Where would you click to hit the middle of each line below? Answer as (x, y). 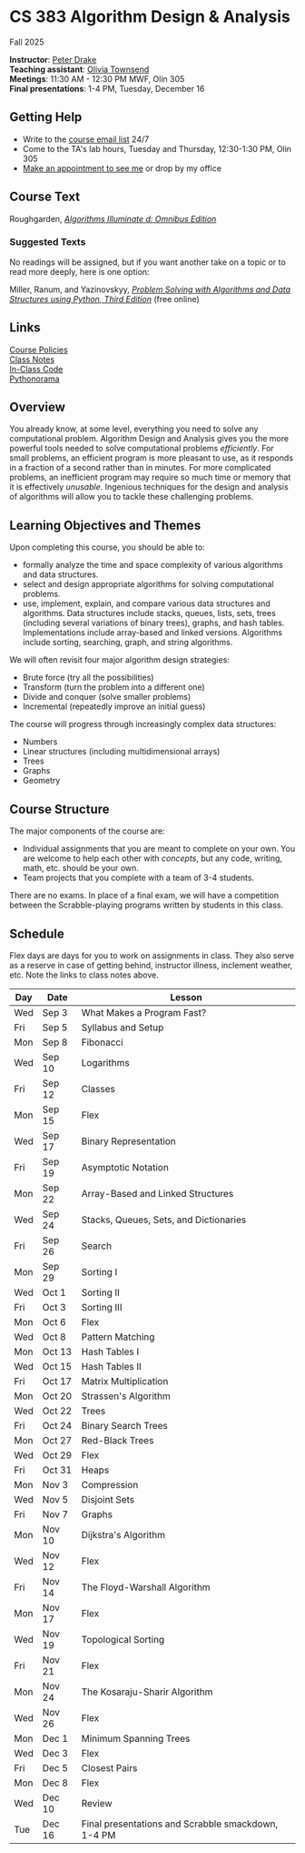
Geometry (41, 781)
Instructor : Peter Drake (53, 59)
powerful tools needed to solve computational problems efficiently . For (142, 449)
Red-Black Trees (118, 1440)
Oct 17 (57, 1381)
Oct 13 (57, 1352)
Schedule (37, 933)
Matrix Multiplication (125, 1381)
